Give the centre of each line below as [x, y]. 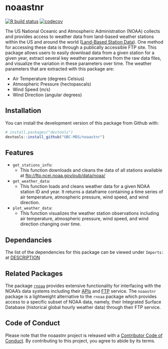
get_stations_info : [33, 165]
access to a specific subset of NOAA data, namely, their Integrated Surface [83, 302]
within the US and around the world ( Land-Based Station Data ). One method [84, 42]
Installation [23, 111]
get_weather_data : [31, 181]
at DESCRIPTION [23, 258]
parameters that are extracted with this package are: [60, 69]
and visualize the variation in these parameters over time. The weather [78, 63]
